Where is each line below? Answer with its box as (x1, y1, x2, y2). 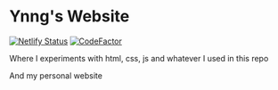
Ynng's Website (9, 6, 130, 27)
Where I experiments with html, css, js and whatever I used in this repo (9, 53, 269, 63)
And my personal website (9, 70, 102, 81)
